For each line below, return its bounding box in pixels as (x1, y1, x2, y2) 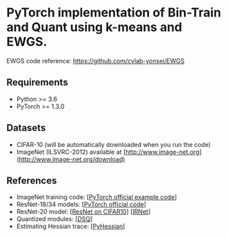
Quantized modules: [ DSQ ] (16, 215, 93, 223)
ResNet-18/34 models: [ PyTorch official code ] (16, 201, 147, 209)
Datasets (6, 122, 46, 134)
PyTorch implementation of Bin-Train (6, 5, 222, 21)
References (6, 174, 57, 186)
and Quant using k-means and (6, 19, 183, 35)
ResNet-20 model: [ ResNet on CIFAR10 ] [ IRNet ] (16, 207, 151, 216)
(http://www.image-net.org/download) (16, 155, 125, 163)
